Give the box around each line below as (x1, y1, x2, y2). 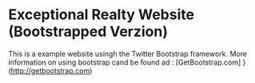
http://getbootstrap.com (10, 65, 90, 75)
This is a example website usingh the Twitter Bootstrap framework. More (8, 49, 248, 58)
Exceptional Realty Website (8, 6, 194, 24)
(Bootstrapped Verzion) (8, 22, 169, 41)
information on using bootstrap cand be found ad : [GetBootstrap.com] (8, 57, 241, 67)
